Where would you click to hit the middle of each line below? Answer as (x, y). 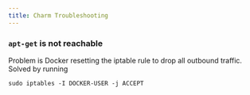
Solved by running (38, 69)
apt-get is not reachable (56, 43)
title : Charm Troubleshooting (59, 15)
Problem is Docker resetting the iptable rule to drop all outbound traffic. (125, 60)
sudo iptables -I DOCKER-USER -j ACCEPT (76, 83)
